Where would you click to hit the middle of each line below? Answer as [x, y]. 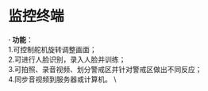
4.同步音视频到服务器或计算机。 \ [62, 79]
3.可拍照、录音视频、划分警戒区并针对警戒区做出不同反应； [105, 69]
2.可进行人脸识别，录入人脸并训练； [67, 59]
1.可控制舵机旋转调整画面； [52, 49]
